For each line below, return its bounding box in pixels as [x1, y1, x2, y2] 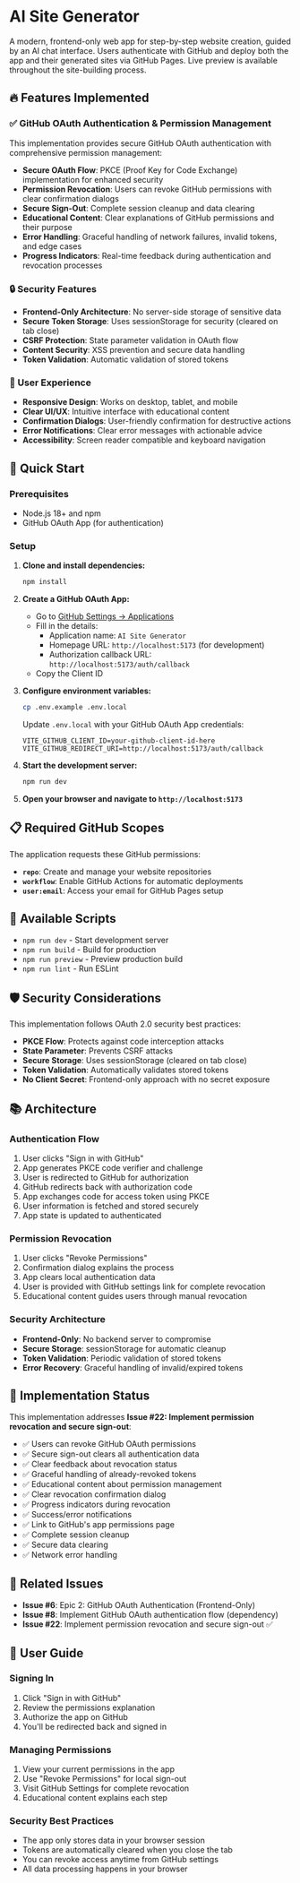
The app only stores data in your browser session [21, 1835, 206, 1846]
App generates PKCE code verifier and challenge [21, 1162, 203, 1173]
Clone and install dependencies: [21, 560, 146, 571]
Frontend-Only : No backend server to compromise [21, 1333, 212, 1345]
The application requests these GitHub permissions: [9, 848, 201, 859]
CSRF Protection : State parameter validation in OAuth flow [21, 334, 239, 346]
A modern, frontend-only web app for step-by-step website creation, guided [9, 36, 291, 47]
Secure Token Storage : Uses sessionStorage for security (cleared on [21, 315, 279, 326]
